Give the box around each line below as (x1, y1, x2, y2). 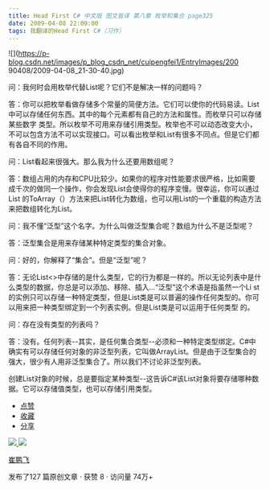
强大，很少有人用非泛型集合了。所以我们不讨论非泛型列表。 (8, 357, 206, 367)
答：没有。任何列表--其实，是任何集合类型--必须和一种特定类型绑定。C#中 (8, 337, 256, 347)
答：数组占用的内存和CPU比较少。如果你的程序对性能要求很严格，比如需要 (8, 174, 256, 183)
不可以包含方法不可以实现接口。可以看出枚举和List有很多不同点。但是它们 (8, 129, 253, 139)
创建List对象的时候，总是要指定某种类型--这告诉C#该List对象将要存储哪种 (8, 374, 252, 384)
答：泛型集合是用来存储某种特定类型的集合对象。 (8, 238, 170, 248)
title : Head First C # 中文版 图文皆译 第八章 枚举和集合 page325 (8, 11, 214, 20)
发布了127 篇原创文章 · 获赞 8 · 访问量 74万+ (8, 472, 153, 482)
